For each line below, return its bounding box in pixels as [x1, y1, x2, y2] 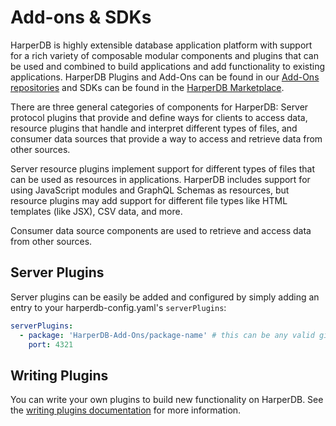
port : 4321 [28, 339, 74, 350]
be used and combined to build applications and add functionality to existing [10, 60, 326, 72]
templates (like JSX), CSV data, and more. [10, 205, 183, 217]
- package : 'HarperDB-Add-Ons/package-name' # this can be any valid [19, 330, 315, 340]
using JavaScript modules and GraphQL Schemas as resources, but [10, 184, 290, 196]
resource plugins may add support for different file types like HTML [10, 194, 288, 206]
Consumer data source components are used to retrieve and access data [10, 224, 312, 236]
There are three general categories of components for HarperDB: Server [10, 101, 309, 113]
